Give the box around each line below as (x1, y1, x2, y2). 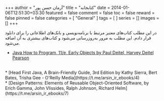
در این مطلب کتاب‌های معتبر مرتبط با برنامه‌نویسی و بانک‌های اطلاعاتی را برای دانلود (5, 30, 157, 35)
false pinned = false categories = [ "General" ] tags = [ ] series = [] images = (5, 15, 160, 21)
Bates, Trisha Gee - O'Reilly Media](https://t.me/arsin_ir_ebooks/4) (5, 75, 140, 80)
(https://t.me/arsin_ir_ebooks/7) (5, 91, 69, 96)
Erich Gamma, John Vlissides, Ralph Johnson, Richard (5, 85, 114, 91)
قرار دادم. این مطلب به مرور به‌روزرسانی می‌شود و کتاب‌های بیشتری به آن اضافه (5, 35, 151, 41)
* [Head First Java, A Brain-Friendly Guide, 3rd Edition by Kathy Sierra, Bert (5, 70, 158, 76)
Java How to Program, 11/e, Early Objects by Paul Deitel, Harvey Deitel (12, 50, 154, 55)
